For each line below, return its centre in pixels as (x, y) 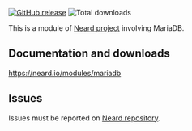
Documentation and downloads (89, 54)
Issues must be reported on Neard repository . (84, 118)
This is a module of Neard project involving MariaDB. (96, 28)
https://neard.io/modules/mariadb (65, 73)
